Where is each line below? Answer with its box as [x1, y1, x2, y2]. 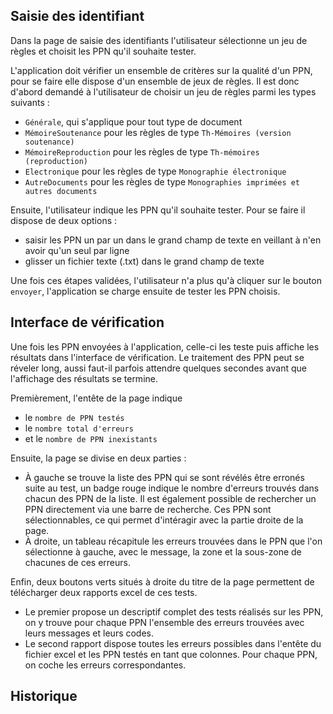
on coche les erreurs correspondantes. [24, 659, 187, 671]
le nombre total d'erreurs [24, 422, 134, 434]
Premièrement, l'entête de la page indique [10, 392, 183, 404]
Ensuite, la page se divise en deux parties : [10, 452, 187, 464]
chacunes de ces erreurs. [24, 556, 131, 568]
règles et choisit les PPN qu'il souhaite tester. [10, 45, 197, 57]
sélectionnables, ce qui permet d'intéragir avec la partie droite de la [24, 514, 304, 526]
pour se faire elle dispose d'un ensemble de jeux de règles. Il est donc [10, 75, 300, 87]
